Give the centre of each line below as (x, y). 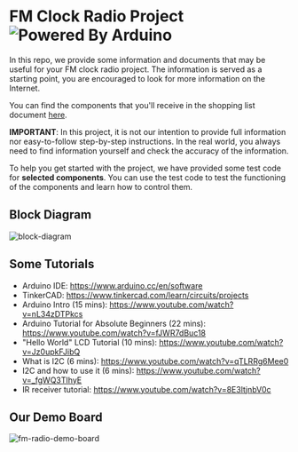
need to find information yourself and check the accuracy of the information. (149, 151)
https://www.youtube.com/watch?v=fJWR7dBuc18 (114, 333)
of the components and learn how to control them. (101, 186)
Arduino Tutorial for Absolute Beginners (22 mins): (114, 323)
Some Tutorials (52, 264)
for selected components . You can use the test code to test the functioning (148, 177)
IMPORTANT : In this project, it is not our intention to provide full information (148, 131)
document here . (39, 115)
